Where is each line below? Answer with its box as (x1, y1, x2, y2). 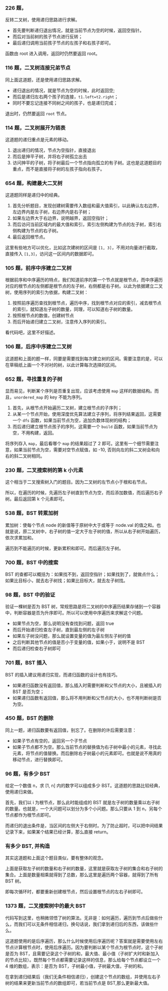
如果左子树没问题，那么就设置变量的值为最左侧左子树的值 (12, 633, 131, 639)
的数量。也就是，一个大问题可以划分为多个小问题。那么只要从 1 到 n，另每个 (5, 806, 162, 812)
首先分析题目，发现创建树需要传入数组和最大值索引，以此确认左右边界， (12, 203, 161, 209)
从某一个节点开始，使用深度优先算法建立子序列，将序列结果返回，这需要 (12, 411, 161, 417)
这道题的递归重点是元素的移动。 (5, 136, 71, 142)
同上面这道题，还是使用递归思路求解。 (5, 77, 84, 83)
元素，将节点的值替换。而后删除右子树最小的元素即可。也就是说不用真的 (12, 750, 161, 756)
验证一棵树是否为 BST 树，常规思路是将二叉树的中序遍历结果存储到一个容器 (5, 603, 161, 609)
